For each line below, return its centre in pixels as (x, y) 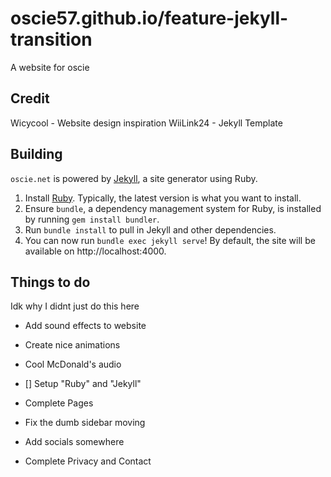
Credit (30, 98)
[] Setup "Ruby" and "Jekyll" (83, 384)
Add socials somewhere (74, 442)
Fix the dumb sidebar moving (85, 423)
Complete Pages (59, 403)
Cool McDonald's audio (73, 364)
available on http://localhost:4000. (95, 251)
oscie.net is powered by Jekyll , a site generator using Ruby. (134, 178)
